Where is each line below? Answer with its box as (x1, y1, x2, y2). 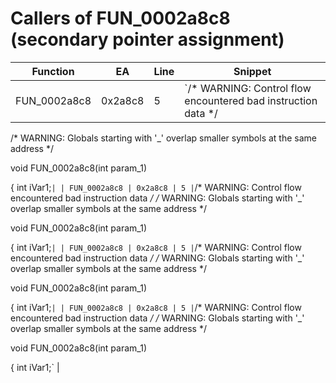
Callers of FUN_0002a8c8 (10, 7, 231, 30)
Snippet (233, 64, 272, 78)
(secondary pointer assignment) (10, 28, 285, 51)
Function (31, 64, 75, 78)
